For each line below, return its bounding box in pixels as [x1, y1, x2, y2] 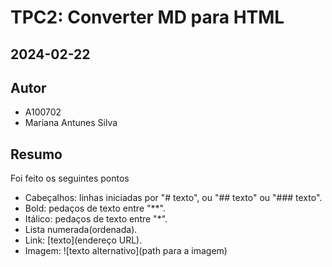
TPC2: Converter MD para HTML [10, 6, 285, 29]
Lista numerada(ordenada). [24, 224, 138, 236]
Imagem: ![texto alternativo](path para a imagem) [24, 245, 228, 257]
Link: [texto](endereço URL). [24, 234, 143, 246]
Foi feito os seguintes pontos [10, 172, 130, 185]
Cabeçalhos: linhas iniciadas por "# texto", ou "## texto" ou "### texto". [24, 192, 323, 204]
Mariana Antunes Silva [24, 117, 118, 129]
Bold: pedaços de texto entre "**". [24, 202, 166, 215]
